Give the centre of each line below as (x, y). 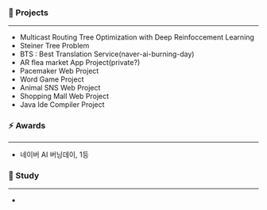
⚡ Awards (27, 126)
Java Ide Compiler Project (62, 105)
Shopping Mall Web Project (64, 96)
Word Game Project (52, 79)
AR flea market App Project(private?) (80, 63)
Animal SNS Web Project (60, 88)
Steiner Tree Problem (54, 46)
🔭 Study (24, 175)
